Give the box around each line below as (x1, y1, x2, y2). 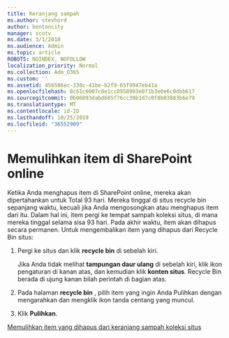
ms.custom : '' (7, 75, 49, 82)
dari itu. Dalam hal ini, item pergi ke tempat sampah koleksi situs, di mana (7, 211, 218, 219)
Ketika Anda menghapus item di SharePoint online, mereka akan (7, 189, 191, 197)
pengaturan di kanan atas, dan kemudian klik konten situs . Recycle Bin (17, 267, 222, 276)
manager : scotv (7, 29, 52, 37)
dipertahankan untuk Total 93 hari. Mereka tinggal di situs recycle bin (7, 196, 207, 205)
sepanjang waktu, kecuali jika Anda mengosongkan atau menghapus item (7, 203, 219, 212)
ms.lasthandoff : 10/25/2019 (7, 114, 89, 121)
